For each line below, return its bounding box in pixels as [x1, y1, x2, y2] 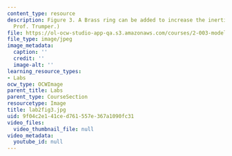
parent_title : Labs [7, 87, 64, 94]
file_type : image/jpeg [7, 36, 72, 43]
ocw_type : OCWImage [7, 81, 64, 88]
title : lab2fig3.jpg [7, 106, 67, 113]
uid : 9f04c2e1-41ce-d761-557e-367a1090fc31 [7, 113, 135, 119]
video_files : [7, 119, 45, 126]
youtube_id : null [13, 139, 64, 146]
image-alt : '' [13, 61, 54, 68]
